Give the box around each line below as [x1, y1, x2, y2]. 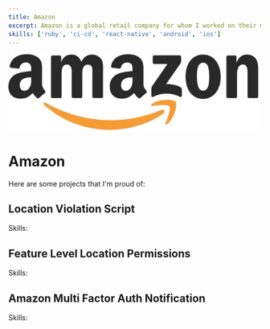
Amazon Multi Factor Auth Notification [8, 291, 207, 305]
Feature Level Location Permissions [8, 246, 191, 261]
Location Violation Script [8, 202, 135, 216]
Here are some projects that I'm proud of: [8, 179, 145, 188]
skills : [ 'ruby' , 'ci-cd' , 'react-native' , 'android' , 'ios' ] [8, 30, 221, 38]
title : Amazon [8, 13, 56, 21]
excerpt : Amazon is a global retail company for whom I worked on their [8, 21, 257, 30]
